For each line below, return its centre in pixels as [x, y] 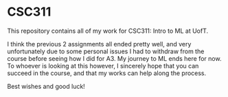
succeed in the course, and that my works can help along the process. [107, 73]
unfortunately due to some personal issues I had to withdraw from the [106, 51]
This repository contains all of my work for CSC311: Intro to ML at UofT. [107, 31]
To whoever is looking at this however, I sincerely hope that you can [103, 66]
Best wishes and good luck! [46, 86]
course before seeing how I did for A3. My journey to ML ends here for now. [114, 58]
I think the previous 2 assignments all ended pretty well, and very [99, 44]
